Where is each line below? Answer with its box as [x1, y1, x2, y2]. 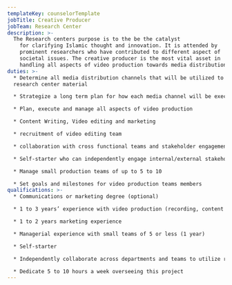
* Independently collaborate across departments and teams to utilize [13, 255, 221, 262]
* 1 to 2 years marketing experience [13, 218, 122, 225]
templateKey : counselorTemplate [7, 10, 100, 17]
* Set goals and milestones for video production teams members [13, 180, 202, 187]
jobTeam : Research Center [7, 23, 81, 30]
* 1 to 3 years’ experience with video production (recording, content [13, 206, 224, 213]
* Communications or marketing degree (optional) [13, 193, 159, 200]
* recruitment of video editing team [13, 130, 122, 137]
